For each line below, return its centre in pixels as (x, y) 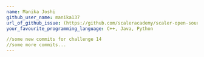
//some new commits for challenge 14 (54, 40)
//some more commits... (36, 45)
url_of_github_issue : (34, 23)
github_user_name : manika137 (43, 17)
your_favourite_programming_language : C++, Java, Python (80, 28)
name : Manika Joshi (31, 12)
